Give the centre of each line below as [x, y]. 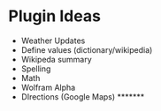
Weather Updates [53, 41]
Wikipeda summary [56, 59]
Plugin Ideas [54, 16]
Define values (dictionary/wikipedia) [87, 49]
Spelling [36, 69]
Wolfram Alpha [48, 87]
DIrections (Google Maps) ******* [83, 96]
